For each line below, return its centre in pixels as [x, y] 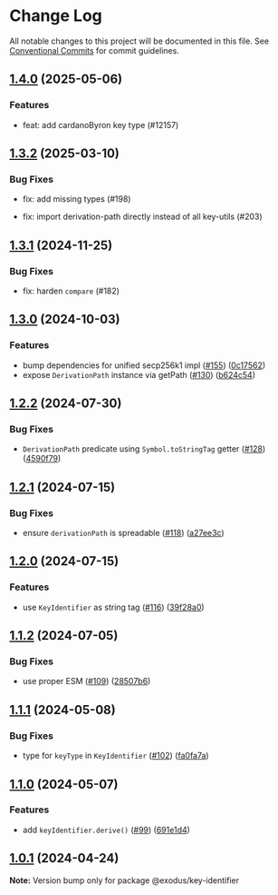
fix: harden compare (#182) [71, 291]
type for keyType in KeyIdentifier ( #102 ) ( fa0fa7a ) [116, 756]
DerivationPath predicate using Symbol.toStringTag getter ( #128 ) [144, 449]
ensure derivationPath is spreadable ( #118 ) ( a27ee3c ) [123, 533]
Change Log [56, 16]
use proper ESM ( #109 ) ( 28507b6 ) [86, 681]
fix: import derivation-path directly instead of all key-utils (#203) [142, 217]
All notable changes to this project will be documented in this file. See [139, 41]
